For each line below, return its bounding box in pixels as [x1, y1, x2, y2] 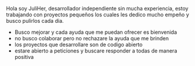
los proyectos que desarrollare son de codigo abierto [14, 41, 143, 48]
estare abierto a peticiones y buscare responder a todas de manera [14, 47, 177, 54]
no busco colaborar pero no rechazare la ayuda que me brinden [14, 35, 169, 41]
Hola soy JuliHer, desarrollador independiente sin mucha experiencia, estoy [6, 5, 189, 12]
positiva [14, 54, 34, 60]
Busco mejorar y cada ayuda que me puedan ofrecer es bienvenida [14, 29, 177, 36]
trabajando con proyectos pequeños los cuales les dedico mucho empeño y [6, 11, 189, 18]
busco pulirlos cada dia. [6, 18, 64, 24]
